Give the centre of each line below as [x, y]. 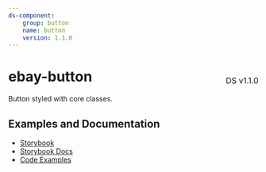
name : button [44, 30]
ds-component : [32, 15]
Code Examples [45, 160]
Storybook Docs [46, 151]
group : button [46, 23]
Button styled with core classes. [61, 99]
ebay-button [50, 77]
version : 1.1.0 [48, 38]
